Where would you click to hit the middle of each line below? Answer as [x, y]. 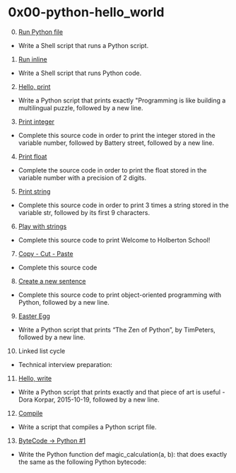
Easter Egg [34, 316]
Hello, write [35, 378]
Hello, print [34, 86]
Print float [33, 156]
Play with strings [42, 226]
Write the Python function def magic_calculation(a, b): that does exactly [123, 454]
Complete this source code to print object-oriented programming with [120, 295]
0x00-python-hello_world [86, 12]
